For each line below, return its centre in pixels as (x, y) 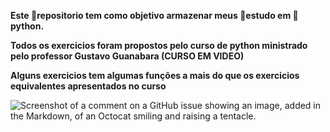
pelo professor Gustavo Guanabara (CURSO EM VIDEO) (127, 56)
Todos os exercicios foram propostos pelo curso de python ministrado (159, 45)
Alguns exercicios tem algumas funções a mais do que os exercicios (155, 75)
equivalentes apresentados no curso (88, 86)
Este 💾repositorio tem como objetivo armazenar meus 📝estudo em (151, 15)
